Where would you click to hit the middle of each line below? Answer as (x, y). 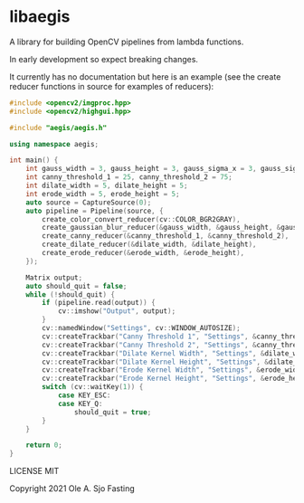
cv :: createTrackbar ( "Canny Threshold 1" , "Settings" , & (149, 337)
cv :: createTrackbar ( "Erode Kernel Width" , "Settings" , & (151, 370)
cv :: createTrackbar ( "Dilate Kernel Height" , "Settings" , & (156, 362)
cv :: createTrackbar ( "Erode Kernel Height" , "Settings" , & (153, 379)
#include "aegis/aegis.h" (58, 128)
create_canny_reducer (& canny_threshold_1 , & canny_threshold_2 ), (166, 236)
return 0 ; (44, 445)
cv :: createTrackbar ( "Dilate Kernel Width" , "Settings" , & (153, 353)
